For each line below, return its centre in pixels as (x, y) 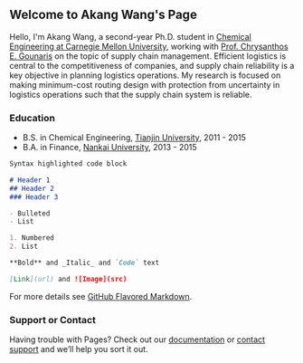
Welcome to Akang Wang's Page (103, 15)
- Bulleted (30, 213)
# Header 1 (30, 180)
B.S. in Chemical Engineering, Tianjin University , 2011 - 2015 (134, 138)
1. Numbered (32, 238)
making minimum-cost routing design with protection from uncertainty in (145, 84)
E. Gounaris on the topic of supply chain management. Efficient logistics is (148, 56)
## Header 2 (32, 188)
